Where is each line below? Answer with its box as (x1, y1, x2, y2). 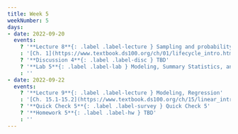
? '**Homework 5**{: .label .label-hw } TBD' (20, 109, 157, 116)
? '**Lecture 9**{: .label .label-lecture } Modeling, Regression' (20, 89, 223, 96)
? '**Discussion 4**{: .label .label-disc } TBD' (20, 57, 170, 64)
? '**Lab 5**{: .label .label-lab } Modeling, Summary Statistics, (20, 63, 223, 70)
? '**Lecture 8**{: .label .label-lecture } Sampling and (20, 43, 195, 50)
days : (7, 23, 23, 30)
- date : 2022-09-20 (7, 30, 65, 38)
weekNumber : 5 (7, 17, 50, 24)
